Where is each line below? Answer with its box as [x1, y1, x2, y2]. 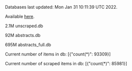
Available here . [5, 14, 35, 19]
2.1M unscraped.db [5, 23, 44, 29]
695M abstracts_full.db [5, 42, 51, 48]
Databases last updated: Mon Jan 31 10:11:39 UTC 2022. [5, 4, 118, 10]
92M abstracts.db [5, 33, 41, 38]
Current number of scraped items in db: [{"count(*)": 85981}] [5, 61, 128, 66]
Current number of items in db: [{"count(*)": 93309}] [5, 51, 111, 57]
